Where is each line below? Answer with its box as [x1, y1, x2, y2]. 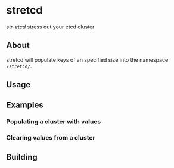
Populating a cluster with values [6, 118, 101, 126]
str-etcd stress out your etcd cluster [6, 23, 95, 30]
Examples [6, 100, 44, 110]
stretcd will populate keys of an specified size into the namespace [6, 56, 169, 63]
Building [6, 152, 38, 162]
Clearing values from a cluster [6, 134, 95, 142]
